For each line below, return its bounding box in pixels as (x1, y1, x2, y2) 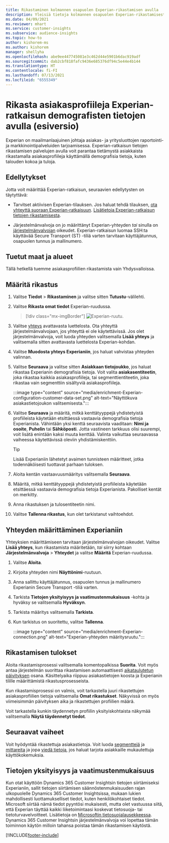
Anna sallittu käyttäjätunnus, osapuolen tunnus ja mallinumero (13, 579, 141, 585)
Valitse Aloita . (13, 559, 42, 566)
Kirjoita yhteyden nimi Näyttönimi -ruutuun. (13, 569, 102, 575)
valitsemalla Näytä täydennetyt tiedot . (6, 713, 86, 719)
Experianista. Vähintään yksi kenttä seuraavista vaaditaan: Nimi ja (13, 421, 149, 427)
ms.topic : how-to (6, 36, 42, 41)
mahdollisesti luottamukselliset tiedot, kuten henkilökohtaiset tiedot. (6, 796, 146, 802)
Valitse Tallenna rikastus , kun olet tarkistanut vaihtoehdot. (13, 511, 134, 517)
